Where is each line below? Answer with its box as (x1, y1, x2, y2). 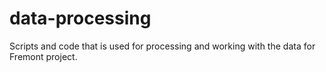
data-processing (9, 7, 152, 30)
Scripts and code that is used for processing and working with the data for (9, 40, 316, 52)
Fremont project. (9, 50, 78, 62)
